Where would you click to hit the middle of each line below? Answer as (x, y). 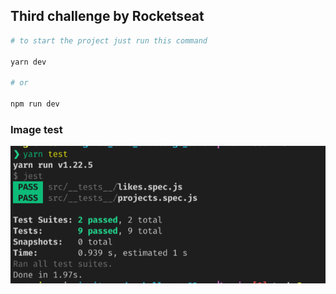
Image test (36, 129)
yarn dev (28, 62)
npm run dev (35, 104)
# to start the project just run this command (109, 40)
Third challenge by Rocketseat (107, 16)
